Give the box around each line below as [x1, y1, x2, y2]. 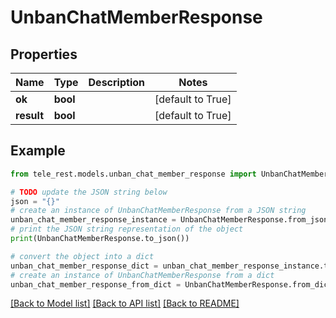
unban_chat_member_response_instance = [10, 215, 177, 225]
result [15, 109, 45, 122]
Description [88, 76, 145, 89]
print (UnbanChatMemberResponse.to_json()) [10, 234, 190, 244]
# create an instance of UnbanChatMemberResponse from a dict [10, 270, 275, 280]
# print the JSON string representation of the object [10, 224, 244, 235]
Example [10, 142, 66, 160]
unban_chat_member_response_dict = [10, 261, 159, 271]
